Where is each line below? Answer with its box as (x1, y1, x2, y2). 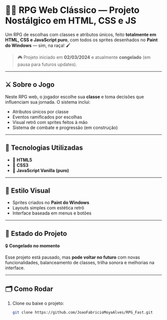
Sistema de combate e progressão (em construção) (12, 124, 118, 130)
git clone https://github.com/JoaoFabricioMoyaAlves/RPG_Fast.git (12, 310, 153, 315)
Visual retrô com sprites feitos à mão (12, 119, 88, 125)
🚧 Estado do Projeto (5, 229, 67, 238)
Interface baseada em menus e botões (12, 210, 92, 216)
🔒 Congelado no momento (5, 243, 60, 249)
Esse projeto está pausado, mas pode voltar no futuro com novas (5, 254, 140, 260)
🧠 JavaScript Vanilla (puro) (12, 167, 70, 173)
